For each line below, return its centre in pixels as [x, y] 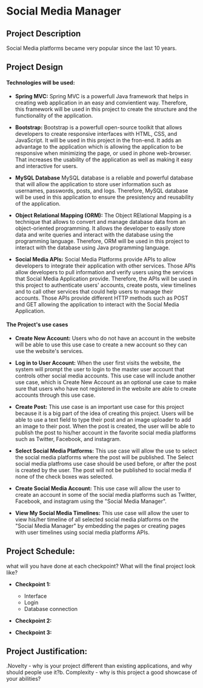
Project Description [44, 34]
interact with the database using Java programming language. [92, 248]
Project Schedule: [41, 551]
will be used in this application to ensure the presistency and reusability [104, 197]
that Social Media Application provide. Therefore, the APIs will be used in [106, 278]
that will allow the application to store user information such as [93, 184]
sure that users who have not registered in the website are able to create [106, 388]
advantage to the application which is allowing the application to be [99, 146]
